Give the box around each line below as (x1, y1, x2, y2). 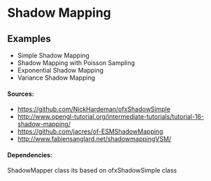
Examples (7, 33, 51, 45)
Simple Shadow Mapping (17, 51, 89, 59)
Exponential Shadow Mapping (17, 66, 103, 74)
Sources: (7, 89, 34, 98)
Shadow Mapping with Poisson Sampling (17, 59, 135, 67)
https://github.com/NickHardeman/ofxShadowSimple (17, 105, 171, 113)
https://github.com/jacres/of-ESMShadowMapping (17, 127, 163, 136)
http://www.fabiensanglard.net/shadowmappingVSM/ (17, 135, 172, 143)
